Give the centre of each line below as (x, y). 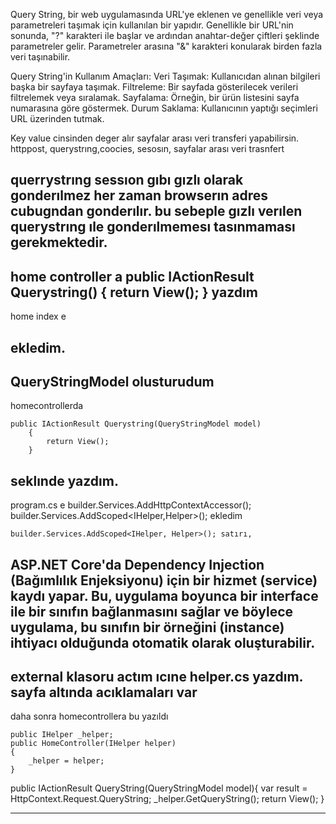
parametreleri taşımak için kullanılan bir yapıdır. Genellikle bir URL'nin (152, 25)
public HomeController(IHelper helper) (93, 744)
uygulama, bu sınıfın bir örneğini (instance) (147, 627)
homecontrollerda (47, 406)
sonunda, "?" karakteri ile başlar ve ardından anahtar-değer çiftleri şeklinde (165, 35)
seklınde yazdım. (64, 480)
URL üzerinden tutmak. (57, 118)
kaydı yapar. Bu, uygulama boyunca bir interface (164, 595)
